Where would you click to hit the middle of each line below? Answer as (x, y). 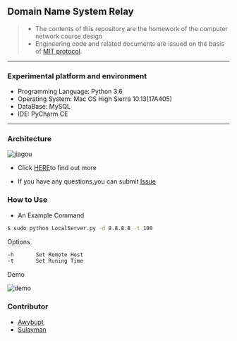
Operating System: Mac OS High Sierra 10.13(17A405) (95, 99)
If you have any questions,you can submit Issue (87, 181)
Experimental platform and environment (77, 76)
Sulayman (32, 329)
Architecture (30, 139)
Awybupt (30, 322)
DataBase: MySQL (44, 107)
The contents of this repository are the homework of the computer (131, 28)
